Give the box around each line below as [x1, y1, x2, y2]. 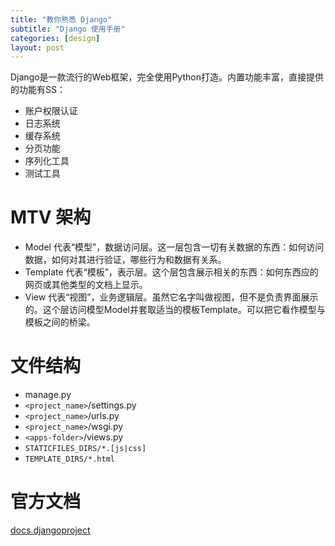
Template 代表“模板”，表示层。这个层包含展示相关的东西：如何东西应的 [24, 266, 319, 278]
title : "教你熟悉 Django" [10, 14, 113, 25]
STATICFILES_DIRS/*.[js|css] [24, 444, 147, 454]
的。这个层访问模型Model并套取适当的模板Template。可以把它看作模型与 [24, 304, 326, 316]
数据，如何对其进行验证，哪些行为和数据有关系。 [24, 254, 227, 266]
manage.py [24, 389, 72, 401]
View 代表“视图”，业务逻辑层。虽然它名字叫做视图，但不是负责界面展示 [24, 291, 319, 303]
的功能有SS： [10, 84, 66, 96]
